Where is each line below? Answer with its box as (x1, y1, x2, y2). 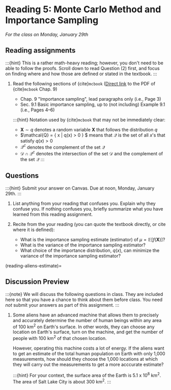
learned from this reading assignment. (12, 211, 93, 217)
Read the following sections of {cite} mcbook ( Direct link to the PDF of (12, 80, 156, 86)
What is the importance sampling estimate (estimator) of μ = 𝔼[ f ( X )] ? (20, 236, 165, 242)
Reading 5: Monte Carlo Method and (5, 4, 161, 15)
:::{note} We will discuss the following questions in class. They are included (5, 291, 163, 297)
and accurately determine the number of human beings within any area (12, 317, 162, 323)
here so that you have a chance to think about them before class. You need (5, 296, 163, 303)
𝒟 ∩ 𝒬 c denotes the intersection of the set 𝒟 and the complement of (20, 150, 163, 157)
